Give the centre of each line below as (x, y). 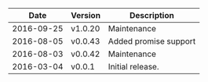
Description (151, 15)
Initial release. (133, 67)
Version (85, 15)
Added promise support (152, 41)
